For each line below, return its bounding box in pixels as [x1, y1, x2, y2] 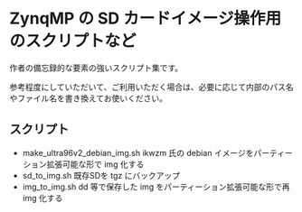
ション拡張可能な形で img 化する [22, 159, 145, 170]
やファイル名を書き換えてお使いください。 [9, 92, 167, 104]
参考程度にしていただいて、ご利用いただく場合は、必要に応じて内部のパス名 [9, 81, 294, 92]
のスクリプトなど [9, 31, 137, 51]
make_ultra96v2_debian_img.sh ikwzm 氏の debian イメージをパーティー [22, 147, 294, 158]
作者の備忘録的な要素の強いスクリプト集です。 [9, 62, 184, 73]
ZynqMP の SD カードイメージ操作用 [9, 8, 282, 29]
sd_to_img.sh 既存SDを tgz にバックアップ [22, 170, 181, 180]
